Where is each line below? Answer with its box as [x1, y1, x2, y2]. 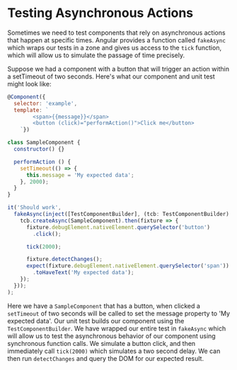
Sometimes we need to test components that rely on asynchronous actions [7, 28, 226, 37]
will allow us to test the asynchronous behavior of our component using [7, 331, 216, 340]
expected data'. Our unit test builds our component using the [7, 316, 185, 325]
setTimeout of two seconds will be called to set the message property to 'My [7, 309, 231, 318]
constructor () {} [13, 146, 65, 153]
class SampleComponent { [7, 139, 81, 146]
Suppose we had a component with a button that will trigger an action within [7, 64, 230, 73]
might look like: [7, 79, 52, 88]
